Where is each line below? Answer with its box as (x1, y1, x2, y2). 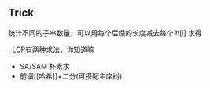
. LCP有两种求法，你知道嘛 (8, 45, 94, 54)
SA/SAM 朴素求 (19, 61, 70, 71)
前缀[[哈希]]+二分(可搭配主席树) (19, 71, 123, 81)
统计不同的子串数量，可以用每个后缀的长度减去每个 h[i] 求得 (8, 27, 202, 38)
